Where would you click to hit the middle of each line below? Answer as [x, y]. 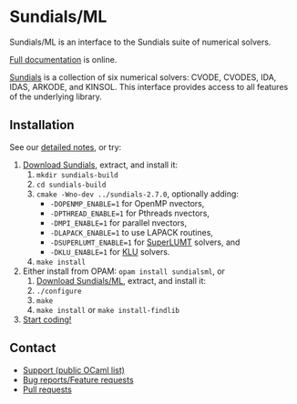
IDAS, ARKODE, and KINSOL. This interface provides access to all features [149, 86]
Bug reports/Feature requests [78, 379]
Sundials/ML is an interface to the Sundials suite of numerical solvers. [140, 42]
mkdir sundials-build [77, 175]
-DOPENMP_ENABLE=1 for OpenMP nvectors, [127, 203]
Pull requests [47, 389]
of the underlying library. [56, 96]
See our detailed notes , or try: [66, 146]
